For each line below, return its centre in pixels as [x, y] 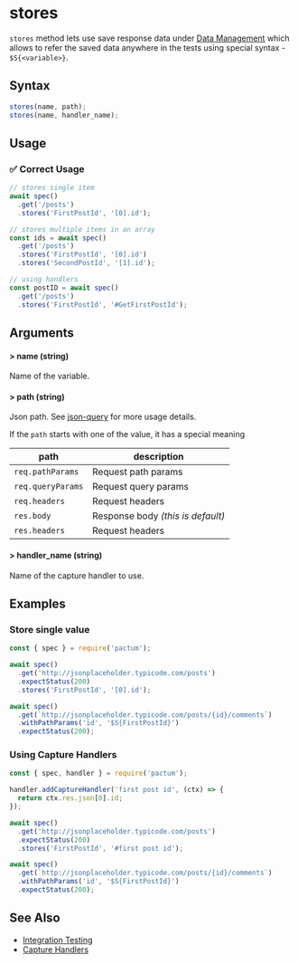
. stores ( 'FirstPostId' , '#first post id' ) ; [100, 848]
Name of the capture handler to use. [77, 575]
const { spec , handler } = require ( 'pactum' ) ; [98, 773]
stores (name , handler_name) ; [64, 115]
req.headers [40, 501]
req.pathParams [47, 472]
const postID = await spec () [64, 288]
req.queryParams [49, 487]
